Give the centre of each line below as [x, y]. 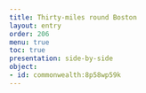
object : [24, 67]
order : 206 [29, 34]
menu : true [29, 42]
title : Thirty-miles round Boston [73, 17]
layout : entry [36, 26]
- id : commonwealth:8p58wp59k [65, 75]
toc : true [28, 50]
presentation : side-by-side [61, 58]
